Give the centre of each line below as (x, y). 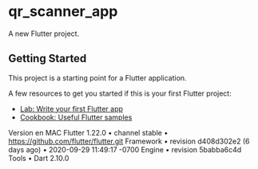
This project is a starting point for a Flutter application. (97, 77)
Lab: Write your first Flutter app (71, 108)
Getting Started (48, 59)
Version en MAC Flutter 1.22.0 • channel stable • (88, 132)
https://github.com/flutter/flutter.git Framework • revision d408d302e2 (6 (129, 141)
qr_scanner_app (63, 12)
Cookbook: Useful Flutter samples (76, 117)
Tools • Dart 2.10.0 (39, 158)
